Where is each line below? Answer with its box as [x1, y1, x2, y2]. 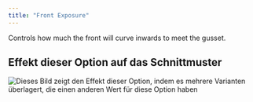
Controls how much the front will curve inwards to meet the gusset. [8, 33, 226, 42]
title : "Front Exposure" [8, 11, 90, 20]
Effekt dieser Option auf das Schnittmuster [8, 56, 222, 69]
